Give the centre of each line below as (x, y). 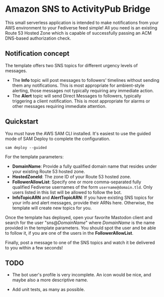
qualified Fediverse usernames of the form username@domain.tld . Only (82, 187)
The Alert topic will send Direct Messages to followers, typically (77, 96)
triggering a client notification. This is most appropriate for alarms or (81, 101)
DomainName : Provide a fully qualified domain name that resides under (84, 166)
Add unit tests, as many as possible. (48, 290)
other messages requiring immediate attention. (59, 106)
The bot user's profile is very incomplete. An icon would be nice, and (82, 275)
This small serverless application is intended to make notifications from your (82, 23)
